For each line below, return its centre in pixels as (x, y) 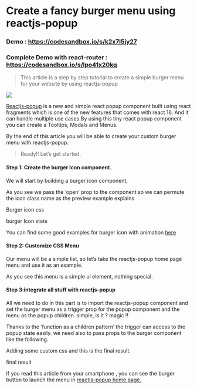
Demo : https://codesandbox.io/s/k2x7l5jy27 (72, 42)
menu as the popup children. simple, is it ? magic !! (67, 316)
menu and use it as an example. (45, 265)
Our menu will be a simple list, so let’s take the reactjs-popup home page (94, 259)
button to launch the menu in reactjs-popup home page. (74, 380)
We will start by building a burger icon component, (67, 180)
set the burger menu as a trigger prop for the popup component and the (93, 309)
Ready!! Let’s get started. (50, 154)
